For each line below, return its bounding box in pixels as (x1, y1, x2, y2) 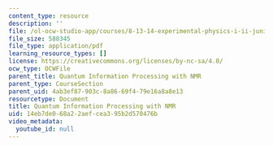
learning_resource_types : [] (8, 49, 107, 58)
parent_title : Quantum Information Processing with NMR (8, 72, 201, 80)
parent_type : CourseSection (8, 79, 104, 88)
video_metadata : (8, 118, 63, 126)
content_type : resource (8, 11, 89, 20)
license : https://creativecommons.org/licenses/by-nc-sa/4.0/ (8, 58, 223, 66)
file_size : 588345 (8, 34, 71, 43)
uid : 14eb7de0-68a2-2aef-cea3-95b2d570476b (8, 110, 158, 118)
